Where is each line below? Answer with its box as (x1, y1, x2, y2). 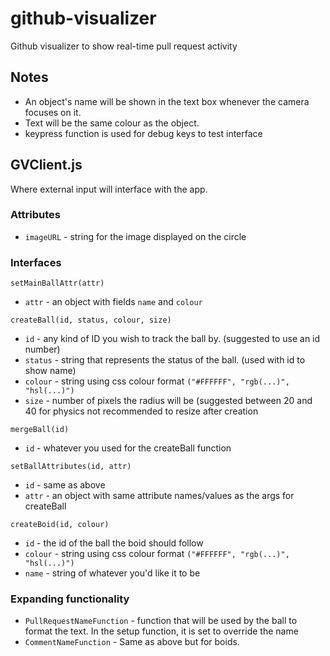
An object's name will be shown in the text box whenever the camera (24, 95, 310, 107)
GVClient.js (10, 157, 83, 174)
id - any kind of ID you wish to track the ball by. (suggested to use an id (24, 333, 321, 345)
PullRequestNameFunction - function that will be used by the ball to (24, 615, 298, 627)
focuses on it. (24, 106, 82, 118)
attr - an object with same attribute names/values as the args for (24, 490, 295, 502)
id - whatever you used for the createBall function (24, 442, 232, 454)
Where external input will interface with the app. (10, 183, 208, 195)
